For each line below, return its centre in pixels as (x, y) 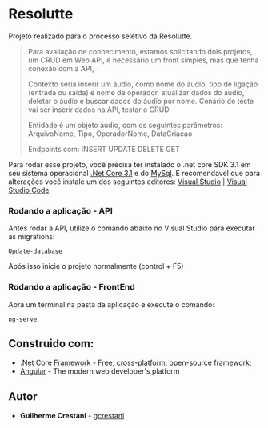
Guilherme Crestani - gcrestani (72, 416)
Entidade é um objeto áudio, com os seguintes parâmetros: (125, 125)
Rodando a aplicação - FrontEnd (72, 287)
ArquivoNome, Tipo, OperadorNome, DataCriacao (110, 134)
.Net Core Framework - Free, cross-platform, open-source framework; (136, 363)
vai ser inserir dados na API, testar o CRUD (98, 110)
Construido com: (51, 344)
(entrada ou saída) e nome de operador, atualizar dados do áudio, (136, 92)
